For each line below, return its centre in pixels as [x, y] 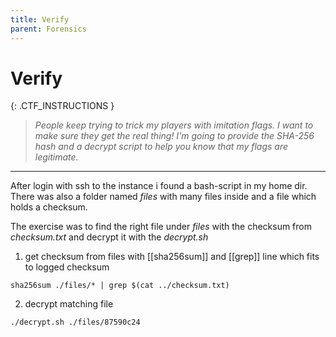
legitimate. [56, 157]
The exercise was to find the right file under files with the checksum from [161, 227]
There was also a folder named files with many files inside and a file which [163, 197]
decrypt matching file [69, 304]
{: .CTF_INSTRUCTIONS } [62, 106]
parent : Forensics [48, 29]
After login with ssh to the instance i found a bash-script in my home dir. [159, 186]
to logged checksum [67, 267]
